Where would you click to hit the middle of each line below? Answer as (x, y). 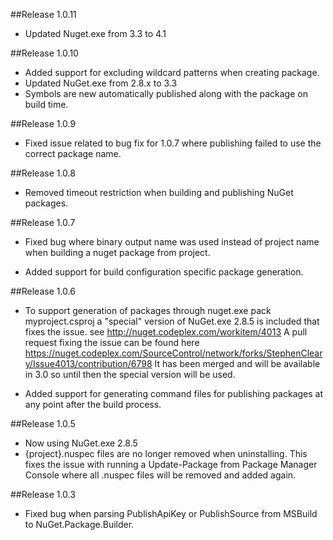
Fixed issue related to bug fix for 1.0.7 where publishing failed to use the (173, 143)
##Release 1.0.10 (44, 53)
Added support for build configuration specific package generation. (164, 272)
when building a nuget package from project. (117, 252)
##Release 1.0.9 (43, 123)
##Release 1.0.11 (43, 14)
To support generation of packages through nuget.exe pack (148, 310)
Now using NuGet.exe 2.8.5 (81, 443)
